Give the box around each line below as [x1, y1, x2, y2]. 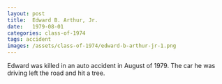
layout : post [7, 10, 45, 17]
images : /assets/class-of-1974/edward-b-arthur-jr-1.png [7, 42, 177, 49]
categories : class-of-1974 [7, 29, 86, 37]
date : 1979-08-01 [7, 23, 64, 30]
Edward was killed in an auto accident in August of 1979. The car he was [7, 62, 216, 69]
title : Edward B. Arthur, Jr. [7, 17, 98, 24]
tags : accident [7, 36, 52, 43]
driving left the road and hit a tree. [7, 69, 105, 77]
